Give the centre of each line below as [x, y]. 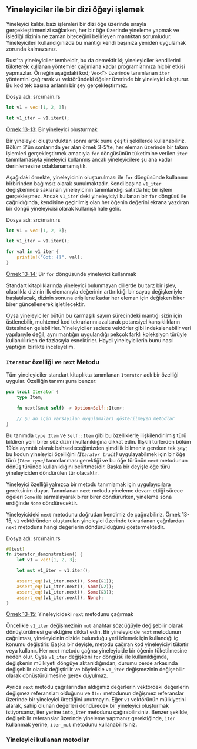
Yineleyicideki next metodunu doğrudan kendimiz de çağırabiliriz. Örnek [93, 514]
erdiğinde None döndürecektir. [42, 503]
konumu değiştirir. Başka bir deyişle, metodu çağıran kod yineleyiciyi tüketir [97, 644]
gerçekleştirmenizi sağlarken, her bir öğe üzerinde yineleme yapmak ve [93, 30]
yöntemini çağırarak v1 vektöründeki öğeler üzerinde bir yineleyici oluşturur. [98, 79]
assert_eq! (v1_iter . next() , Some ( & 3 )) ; [66, 592]
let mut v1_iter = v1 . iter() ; [54, 571]
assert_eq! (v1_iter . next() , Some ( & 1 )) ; [66, 581]
